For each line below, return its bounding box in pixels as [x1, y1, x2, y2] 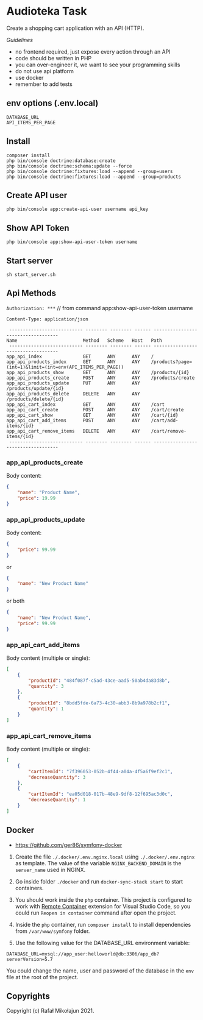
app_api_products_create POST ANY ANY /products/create [6, 375, 195, 381]
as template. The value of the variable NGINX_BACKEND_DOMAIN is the [15, 859, 182, 866]
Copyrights [6, 991, 50, 1001]
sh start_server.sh [6, 272, 56, 278]
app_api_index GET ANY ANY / [6, 353, 154, 359]
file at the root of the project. [6, 973, 79, 980]
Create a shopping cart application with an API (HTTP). [6, 24, 144, 32]
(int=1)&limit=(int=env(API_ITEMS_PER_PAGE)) [6, 364, 124, 370]
